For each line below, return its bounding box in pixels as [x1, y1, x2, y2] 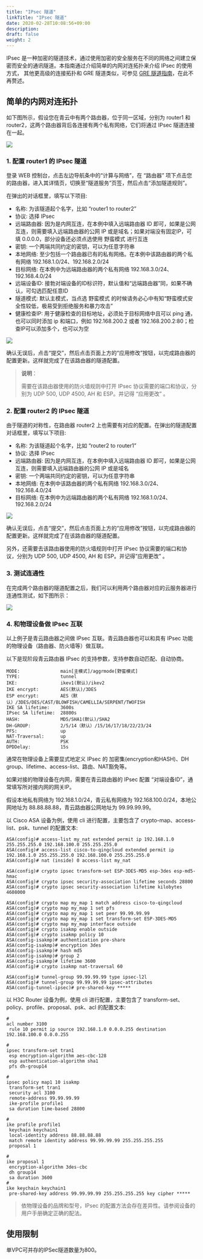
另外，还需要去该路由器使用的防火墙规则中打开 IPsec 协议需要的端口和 [6, 545, 182, 552]
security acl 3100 [8, 1090, 56, 1096]
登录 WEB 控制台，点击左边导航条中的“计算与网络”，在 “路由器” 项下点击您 [6, 172, 192, 179]
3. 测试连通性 [6, 569, 45, 578]
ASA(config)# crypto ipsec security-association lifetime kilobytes [6, 884, 182, 890]
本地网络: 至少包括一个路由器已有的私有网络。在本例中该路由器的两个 [14, 251, 188, 258]
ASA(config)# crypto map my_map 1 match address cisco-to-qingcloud [6, 900, 182, 906]
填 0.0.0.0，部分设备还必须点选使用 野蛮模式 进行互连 [14, 236, 148, 243]
